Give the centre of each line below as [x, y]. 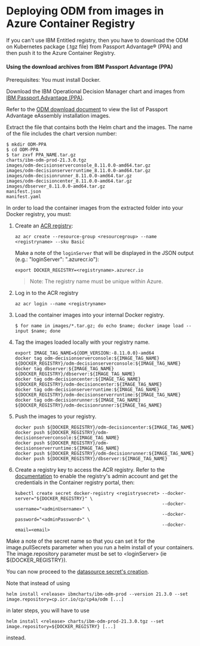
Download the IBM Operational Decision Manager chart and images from [96, 91]
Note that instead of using [38, 583]
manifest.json [24, 192]
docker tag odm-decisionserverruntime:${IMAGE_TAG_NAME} [87, 390]
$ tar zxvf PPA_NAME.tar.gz [41, 155]
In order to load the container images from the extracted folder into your [95, 208]
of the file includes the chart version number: [62, 134]
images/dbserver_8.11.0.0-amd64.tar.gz [56, 186]
